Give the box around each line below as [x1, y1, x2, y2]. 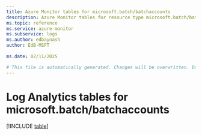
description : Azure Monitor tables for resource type [6, 14, 144, 20]
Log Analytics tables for [6, 90, 128, 104]
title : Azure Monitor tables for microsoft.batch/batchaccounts [6, 8, 171, 15]
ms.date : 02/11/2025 [6, 53, 58, 59]
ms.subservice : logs [6, 31, 58, 37]
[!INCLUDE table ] [6, 122, 49, 130]
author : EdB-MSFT [6, 43, 50, 49]
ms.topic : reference [6, 20, 58, 26]
